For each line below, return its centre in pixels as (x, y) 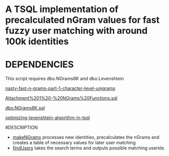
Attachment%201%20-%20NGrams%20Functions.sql (61, 98)
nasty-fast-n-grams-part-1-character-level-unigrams (60, 88)
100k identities (37, 42)
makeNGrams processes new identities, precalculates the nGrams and (86, 137)
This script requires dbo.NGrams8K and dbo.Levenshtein (65, 79)
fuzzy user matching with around (76, 31)
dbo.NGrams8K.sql (25, 108)
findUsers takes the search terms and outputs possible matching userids (88, 148)
